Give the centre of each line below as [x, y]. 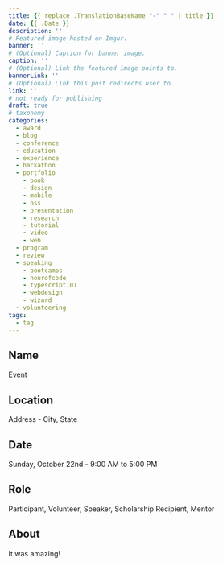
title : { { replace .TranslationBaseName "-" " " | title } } [111, 16]
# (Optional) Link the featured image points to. [93, 68]
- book [34, 181]
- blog [27, 135]
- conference [37, 143]
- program [32, 248]
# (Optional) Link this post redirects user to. [91, 83]
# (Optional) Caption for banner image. [77, 53]
